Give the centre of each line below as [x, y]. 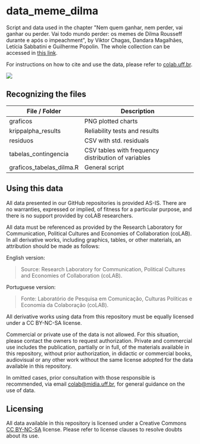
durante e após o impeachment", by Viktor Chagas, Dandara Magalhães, [95, 40]
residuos [21, 140]
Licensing [25, 409]
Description [137, 111]
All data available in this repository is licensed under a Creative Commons [96, 423]
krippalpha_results [35, 131]
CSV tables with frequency [122, 150]
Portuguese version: [31, 287]
